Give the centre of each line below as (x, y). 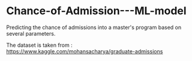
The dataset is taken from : (40, 45)
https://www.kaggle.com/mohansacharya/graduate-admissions (85, 51)
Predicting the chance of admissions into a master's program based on (94, 27)
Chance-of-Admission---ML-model (97, 11)
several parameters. (31, 33)
